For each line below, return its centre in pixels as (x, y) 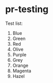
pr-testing (27, 9)
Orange (20, 65)
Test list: (14, 23)
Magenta (22, 71)
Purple (19, 55)
